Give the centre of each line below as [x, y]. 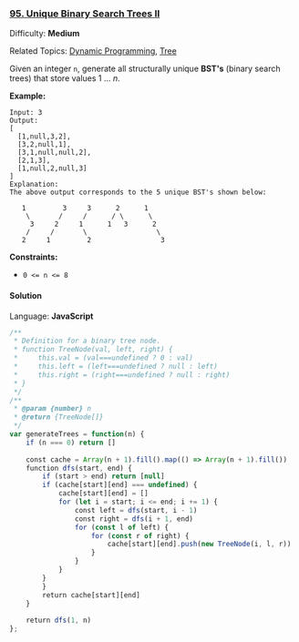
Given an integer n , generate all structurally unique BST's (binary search [145, 69]
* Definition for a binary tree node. [87, 341]
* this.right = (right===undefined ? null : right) [122, 375]
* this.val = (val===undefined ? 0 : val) [103, 358]
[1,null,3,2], [44, 137]
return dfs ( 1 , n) [59, 621]
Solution [26, 295]
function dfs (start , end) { [79, 468]
